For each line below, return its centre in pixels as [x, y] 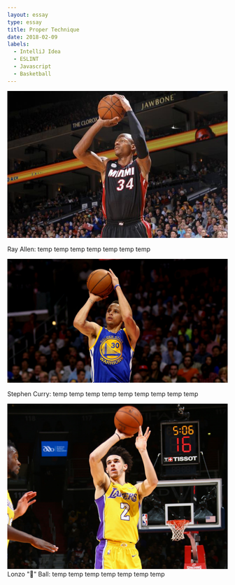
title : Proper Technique [43, 29]
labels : [19, 44]
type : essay [24, 22]
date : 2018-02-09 [33, 37]
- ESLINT [26, 59]
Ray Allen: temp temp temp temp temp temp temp [79, 249]
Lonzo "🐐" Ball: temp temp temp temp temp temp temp [86, 575]
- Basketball [33, 73]
